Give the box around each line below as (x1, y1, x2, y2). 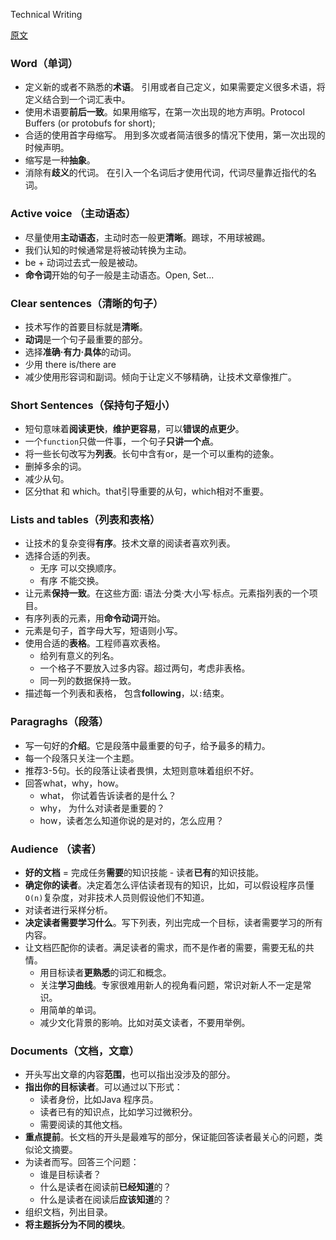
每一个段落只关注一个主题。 (24, 752, 140, 764)
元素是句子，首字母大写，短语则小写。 (24, 625, 183, 637)
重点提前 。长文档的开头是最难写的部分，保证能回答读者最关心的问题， (24, 1131, 315, 1143)
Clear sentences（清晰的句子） (10, 296, 164, 310)
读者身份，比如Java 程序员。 (39, 1094, 159, 1106)
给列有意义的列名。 (39, 650, 120, 662)
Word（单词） (10, 56, 79, 70)
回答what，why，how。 (24, 777, 125, 789)
